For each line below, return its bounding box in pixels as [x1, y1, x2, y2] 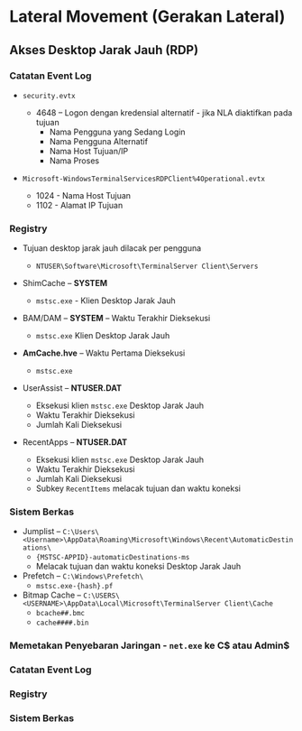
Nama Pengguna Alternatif [49, 135, 149, 146]
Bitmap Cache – [22, 589, 82, 601]
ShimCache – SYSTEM [22, 278, 108, 289]
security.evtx [22, 91, 76, 100]
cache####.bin [35, 618, 89, 628]
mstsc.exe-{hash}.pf [35, 582, 114, 591]
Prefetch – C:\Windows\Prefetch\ [22, 570, 144, 581]
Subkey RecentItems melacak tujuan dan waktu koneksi [35, 483, 242, 494]
